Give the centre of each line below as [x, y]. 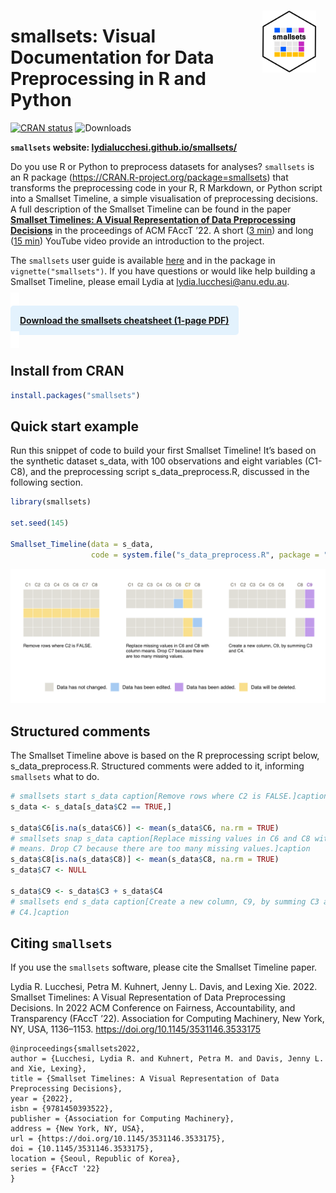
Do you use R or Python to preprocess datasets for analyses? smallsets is [162, 166]
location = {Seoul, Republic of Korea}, [96, 1159]
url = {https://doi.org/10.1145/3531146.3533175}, [118, 1139]
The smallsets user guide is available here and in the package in [143, 260]
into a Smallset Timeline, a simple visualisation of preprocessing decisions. [164, 198]
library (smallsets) [51, 502]
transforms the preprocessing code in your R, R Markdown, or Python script [166, 187]
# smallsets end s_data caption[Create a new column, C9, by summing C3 [165, 901]
